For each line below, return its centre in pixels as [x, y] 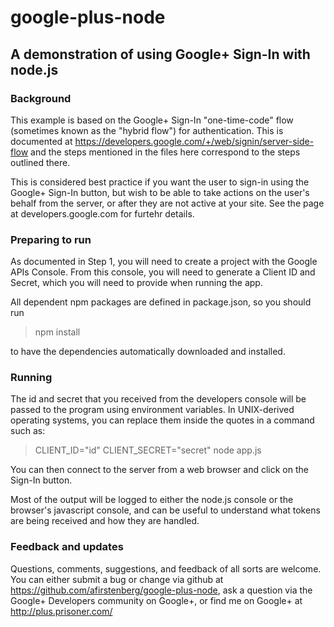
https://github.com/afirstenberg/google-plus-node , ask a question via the [161, 590]
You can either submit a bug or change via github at [117, 579]
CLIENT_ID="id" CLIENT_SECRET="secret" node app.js [148, 450]
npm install [57, 332]
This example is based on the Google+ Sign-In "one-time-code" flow [152, 120]
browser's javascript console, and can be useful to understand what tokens [165, 510]
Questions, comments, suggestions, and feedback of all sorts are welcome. [166, 568]
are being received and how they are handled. [105, 521]
